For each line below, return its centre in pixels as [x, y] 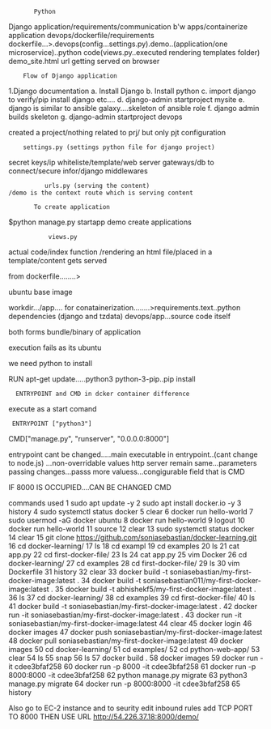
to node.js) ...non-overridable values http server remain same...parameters [133, 463]
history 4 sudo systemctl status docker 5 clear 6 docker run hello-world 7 [131, 512]
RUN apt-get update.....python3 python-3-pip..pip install [102, 379]
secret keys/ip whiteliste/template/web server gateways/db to [111, 162]
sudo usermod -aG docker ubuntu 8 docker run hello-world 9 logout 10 [127, 520]
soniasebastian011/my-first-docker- [202, 580]
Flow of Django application [70, 76]
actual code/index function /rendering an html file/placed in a [110, 252]
